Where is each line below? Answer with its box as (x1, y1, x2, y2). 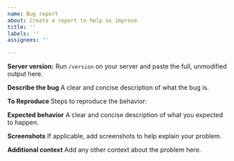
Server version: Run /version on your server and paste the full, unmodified (7, 62, 228, 71)
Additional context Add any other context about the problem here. (7, 145, 201, 154)
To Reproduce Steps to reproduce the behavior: (7, 97, 147, 106)
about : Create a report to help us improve (7, 17, 138, 24)
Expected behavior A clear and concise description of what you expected (7, 111, 223, 119)
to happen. (7, 118, 39, 127)
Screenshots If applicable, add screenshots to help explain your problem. (7, 132, 222, 141)
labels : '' (7, 30, 40, 37)
